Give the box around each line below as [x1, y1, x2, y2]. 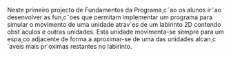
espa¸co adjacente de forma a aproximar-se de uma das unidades [7, 35, 194, 43]
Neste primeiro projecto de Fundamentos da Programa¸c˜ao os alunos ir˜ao [7, 6, 222, 14]
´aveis [7, 43, 24, 50]
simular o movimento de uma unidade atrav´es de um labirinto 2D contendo [7, 21, 221, 28]
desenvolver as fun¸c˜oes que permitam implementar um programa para [7, 13, 213, 21]
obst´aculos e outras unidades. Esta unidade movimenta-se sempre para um [7, 27, 224, 36]
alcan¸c [195, 35, 216, 43]
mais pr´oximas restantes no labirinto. [25, 43, 132, 50]
